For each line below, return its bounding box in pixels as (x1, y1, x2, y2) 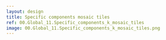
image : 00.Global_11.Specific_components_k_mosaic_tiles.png (6, 25, 161, 31)
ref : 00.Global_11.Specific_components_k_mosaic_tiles (6, 19, 145, 25)
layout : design (6, 8, 44, 15)
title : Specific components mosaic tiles (6, 14, 110, 20)
